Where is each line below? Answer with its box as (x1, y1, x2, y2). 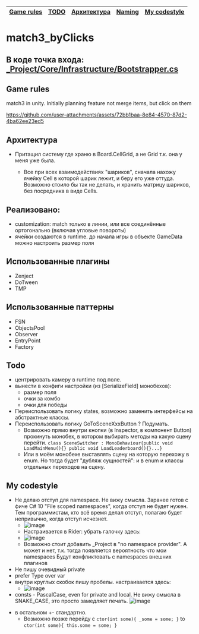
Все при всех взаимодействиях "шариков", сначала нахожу (23, 169, 176, 176)
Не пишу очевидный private (14, 566, 85, 573)
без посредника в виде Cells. (23, 187, 98, 195)
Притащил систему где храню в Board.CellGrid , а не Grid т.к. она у (14, 151, 182, 158)
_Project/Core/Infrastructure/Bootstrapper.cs (6, 64, 179, 74)
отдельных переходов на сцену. (23, 463, 105, 471)
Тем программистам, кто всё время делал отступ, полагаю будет (14, 509, 182, 516)
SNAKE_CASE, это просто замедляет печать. (14, 597, 128, 605)
